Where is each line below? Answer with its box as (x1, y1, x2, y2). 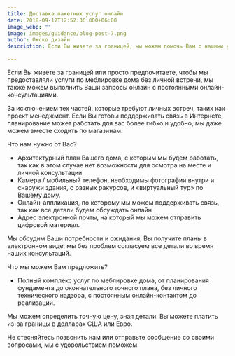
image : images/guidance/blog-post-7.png (7, 29, 127, 37)
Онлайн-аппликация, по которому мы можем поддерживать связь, (17, 198, 220, 207)
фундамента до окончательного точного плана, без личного (17, 284, 197, 292)
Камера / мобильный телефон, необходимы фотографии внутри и (17, 176, 215, 184)
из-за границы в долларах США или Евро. (7, 320, 133, 328)
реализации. (17, 299, 55, 307)
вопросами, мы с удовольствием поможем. (7, 341, 139, 349)
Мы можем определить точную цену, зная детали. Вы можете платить (7, 313, 218, 320)
